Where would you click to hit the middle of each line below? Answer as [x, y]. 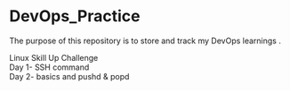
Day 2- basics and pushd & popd [69, 76]
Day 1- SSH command [49, 67]
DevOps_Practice [75, 16]
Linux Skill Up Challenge [54, 57]
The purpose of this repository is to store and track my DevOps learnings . [145, 41]
